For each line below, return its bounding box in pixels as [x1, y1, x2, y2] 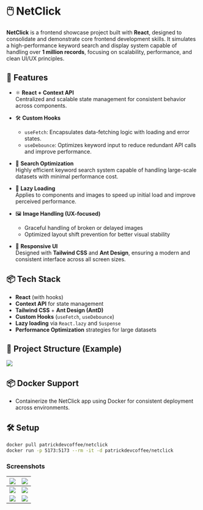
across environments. [15, 404, 70, 411]
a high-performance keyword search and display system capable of [6, 42, 177, 49]
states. [24, 135, 42, 142]
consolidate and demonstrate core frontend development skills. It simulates [6, 35, 196, 42]
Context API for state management [15, 300, 104, 307]
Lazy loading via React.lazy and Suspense [15, 319, 121, 327]
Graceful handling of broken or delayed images [24, 224, 144, 231]
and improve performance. [24, 148, 92, 155]
